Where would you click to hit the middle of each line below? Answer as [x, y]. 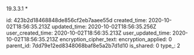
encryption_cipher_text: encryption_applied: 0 [116, 39]
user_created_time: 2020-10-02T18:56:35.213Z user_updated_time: [89, 33]
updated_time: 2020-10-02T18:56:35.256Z [104, 27]
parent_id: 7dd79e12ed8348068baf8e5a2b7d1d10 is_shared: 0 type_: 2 [93, 45]
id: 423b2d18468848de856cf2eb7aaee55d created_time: [77, 20]
